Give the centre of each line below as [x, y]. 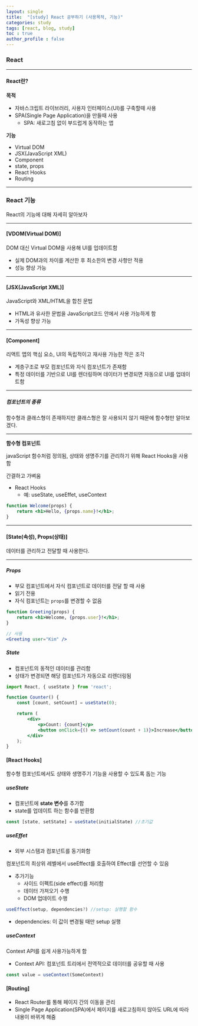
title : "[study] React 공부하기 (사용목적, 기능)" [65, 17]
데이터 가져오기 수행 [46, 891]
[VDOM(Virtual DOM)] [34, 234]
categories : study [29, 22]
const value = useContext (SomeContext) [55, 975]
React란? [17, 81]
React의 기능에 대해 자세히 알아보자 [47, 214]
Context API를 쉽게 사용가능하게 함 [47, 951]
